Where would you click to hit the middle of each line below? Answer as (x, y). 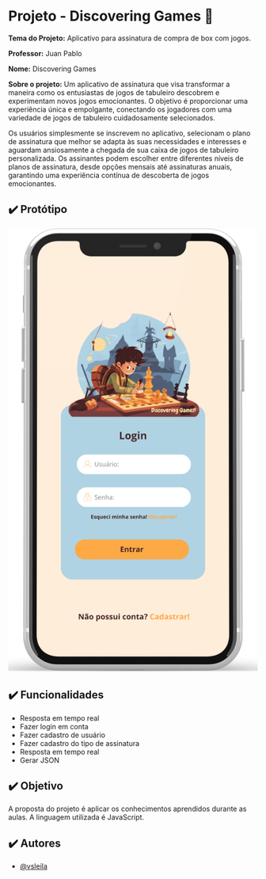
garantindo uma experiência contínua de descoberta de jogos (109, 175)
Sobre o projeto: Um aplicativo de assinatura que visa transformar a (119, 84)
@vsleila (33, 866)
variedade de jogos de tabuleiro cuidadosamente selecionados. (112, 117)
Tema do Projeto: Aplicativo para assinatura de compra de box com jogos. (130, 38)
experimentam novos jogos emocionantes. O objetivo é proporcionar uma (128, 101)
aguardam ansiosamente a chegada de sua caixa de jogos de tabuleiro (123, 150)
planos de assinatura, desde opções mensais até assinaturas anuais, (120, 166)
